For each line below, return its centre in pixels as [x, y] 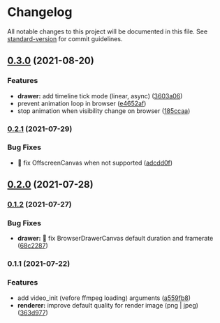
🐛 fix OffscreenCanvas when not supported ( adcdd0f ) [95, 163]
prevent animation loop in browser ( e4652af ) [82, 103]
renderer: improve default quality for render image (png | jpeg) [108, 305]
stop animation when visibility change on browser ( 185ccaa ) [104, 111]
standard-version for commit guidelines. [65, 38]
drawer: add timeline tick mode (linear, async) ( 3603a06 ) [100, 96]
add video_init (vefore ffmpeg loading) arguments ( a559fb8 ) [104, 298]
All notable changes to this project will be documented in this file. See [108, 31]
